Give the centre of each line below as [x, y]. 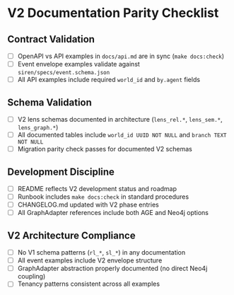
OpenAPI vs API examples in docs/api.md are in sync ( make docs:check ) [121, 56]
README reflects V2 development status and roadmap [97, 189]
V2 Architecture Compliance [71, 235]
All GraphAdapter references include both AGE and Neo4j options [113, 213]
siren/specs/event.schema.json [64, 73]
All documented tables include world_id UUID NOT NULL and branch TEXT [122, 135]
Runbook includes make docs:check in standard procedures [103, 197]
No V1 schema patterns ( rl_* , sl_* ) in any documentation [101, 253]
